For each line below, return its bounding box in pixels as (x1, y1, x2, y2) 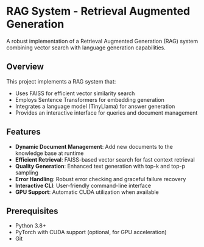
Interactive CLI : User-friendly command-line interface (15, 182, 151, 189)
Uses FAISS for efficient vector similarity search (15, 90, 135, 97)
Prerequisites (6, 206, 58, 216)
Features (6, 127, 41, 137)
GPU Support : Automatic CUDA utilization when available (15, 188, 160, 196)
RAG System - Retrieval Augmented (6, 4, 191, 18)
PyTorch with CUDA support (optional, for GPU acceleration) (15, 229, 167, 236)
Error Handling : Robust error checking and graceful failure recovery (15, 175, 186, 182)
